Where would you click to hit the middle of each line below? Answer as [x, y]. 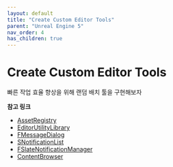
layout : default [30, 13]
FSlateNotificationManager [55, 149]
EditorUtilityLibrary [43, 127]
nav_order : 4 [26, 32]
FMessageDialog [41, 135]
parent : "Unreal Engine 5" [45, 26]
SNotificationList [40, 142]
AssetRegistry [37, 121]
